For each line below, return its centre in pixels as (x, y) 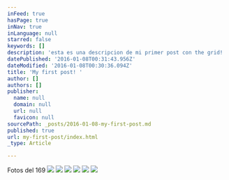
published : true (31, 130)
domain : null (32, 105)
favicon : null (34, 117)
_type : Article (29, 144)
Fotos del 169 (27, 170)
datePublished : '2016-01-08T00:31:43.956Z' (72, 59)
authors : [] (24, 85)
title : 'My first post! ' (45, 72)
